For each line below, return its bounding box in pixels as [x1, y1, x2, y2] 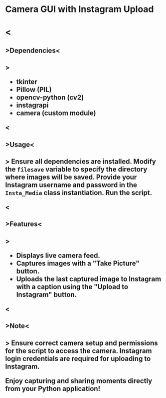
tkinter [16, 77, 37, 86]
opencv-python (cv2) [16, 93, 84, 102]
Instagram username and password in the [5, 180, 137, 189]
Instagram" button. [16, 290, 77, 298]
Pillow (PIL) [16, 85, 52, 94]
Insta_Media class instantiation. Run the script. [5, 188, 153, 197]
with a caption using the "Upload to [16, 282, 129, 291]
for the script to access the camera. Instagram [5, 346, 152, 355]
